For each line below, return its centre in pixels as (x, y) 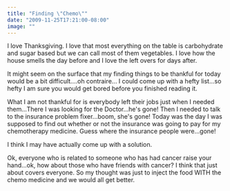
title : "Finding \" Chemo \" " (48, 13)
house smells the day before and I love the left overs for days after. (102, 61)
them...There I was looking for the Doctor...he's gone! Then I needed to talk (114, 109)
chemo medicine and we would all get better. (71, 180)
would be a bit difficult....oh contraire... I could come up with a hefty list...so (114, 81)
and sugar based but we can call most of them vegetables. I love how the (111, 53)
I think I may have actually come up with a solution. (80, 145)
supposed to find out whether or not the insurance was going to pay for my (114, 124)
